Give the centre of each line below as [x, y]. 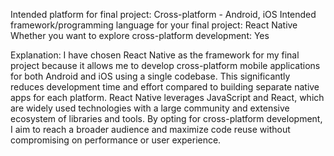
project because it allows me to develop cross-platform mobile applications [165, 65]
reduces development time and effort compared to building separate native [165, 87]
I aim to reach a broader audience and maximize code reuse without [150, 129]
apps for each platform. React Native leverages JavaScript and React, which [167, 97]
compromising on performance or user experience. [116, 140]
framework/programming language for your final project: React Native [154, 25]
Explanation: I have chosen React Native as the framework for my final [155, 55]
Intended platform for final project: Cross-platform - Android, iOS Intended [163, 14]
